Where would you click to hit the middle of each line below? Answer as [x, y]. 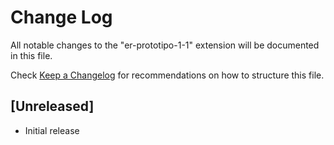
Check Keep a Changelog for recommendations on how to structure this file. [167, 75]
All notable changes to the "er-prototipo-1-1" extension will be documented [165, 45]
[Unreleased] [52, 106]
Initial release [52, 130]
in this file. [31, 55]
